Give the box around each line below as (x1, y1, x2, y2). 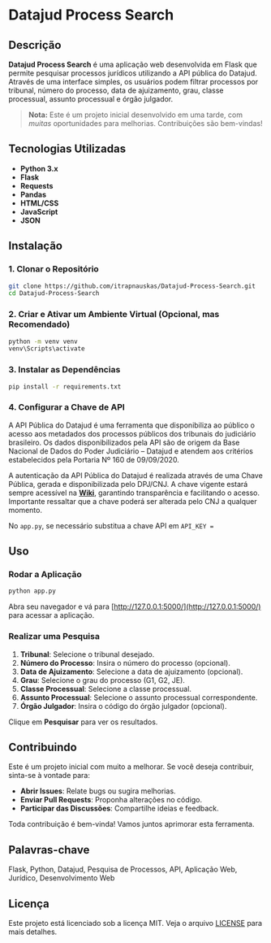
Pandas (19, 189, 47, 199)
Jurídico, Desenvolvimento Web (8, 873, 115, 883)
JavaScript (19, 206, 58, 216)
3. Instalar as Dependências (8, 364, 121, 376)
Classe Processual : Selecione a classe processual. (19, 684, 192, 693)
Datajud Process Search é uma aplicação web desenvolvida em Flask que (8, 59, 258, 69)
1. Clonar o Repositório (8, 263, 99, 275)
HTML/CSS (19, 198, 59, 208)
